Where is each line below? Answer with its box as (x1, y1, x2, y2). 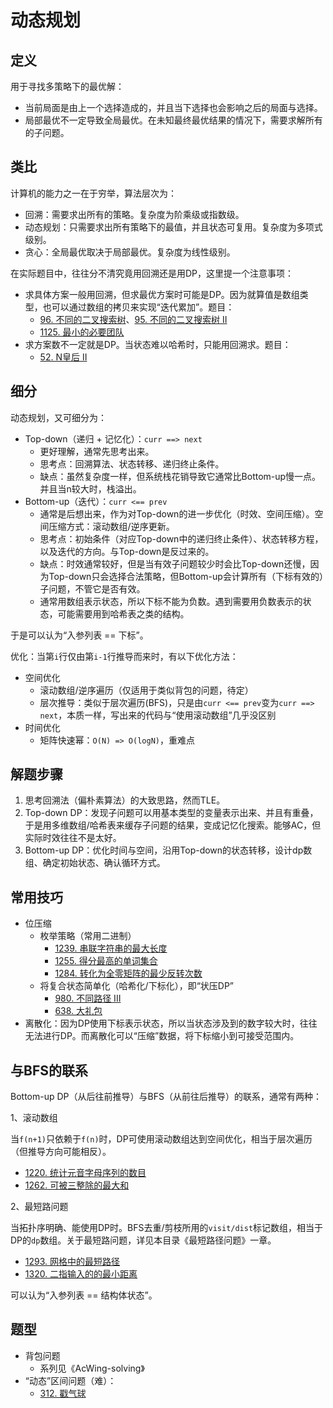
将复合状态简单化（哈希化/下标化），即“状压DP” (39, 980, 235, 992)
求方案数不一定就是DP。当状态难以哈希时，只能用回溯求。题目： (24, 338, 292, 350)
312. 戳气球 (39, 1387, 87, 1399)
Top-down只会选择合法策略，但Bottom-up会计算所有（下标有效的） (48, 570, 324, 582)
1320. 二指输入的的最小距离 (24, 1268, 138, 1280)
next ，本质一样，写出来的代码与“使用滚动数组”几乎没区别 (39, 709, 277, 721)
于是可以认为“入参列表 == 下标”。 (10, 629, 149, 641)
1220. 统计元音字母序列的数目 (24, 1167, 147, 1179)
